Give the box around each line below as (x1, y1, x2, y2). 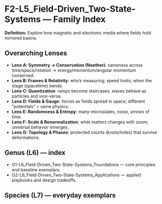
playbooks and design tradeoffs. (11, 177, 77, 183)
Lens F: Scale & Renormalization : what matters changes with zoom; (11, 119, 149, 125)
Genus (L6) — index (4, 148, 66, 157)
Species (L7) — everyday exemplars (4, 191, 116, 199)
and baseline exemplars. (11, 167, 61, 172)
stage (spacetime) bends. (11, 83, 63, 89)
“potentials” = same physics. (11, 103, 70, 109)
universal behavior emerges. (11, 124, 69, 130)
